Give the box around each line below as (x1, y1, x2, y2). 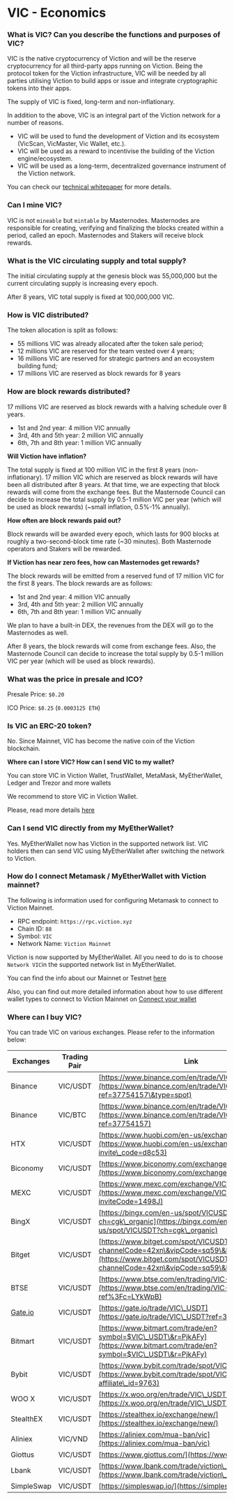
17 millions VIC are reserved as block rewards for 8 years (17, 369, 181, 378)
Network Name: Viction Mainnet (17, 939, 111, 947)
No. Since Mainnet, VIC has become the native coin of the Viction (7, 737, 195, 745)
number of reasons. (7, 119, 64, 127)
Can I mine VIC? (7, 201, 63, 210)
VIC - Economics (7, 5, 107, 21)
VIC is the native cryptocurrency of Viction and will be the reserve (7, 54, 196, 63)
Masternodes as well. (7, 628, 69, 636)
